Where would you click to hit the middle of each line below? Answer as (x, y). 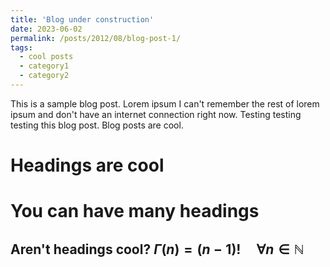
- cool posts (46, 57)
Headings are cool (87, 165)
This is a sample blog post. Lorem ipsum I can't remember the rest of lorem (165, 103)
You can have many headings (135, 211)
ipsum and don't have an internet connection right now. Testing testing (156, 114)
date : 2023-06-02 (46, 29)
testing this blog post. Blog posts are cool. (97, 125)
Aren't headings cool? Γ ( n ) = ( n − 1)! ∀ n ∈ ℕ (157, 249)
